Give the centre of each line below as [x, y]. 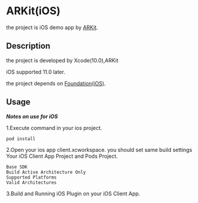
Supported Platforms [32, 177]
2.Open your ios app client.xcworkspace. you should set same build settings [99, 150]
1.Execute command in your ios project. [54, 128]
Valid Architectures [32, 182]
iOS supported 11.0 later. [36, 72]
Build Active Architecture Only [46, 172]
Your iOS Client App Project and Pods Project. [62, 156]
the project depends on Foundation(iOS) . [56, 83]
